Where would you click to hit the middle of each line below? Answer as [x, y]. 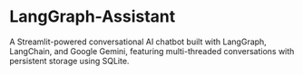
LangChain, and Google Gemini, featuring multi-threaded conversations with [152, 51]
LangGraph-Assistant [93, 17]
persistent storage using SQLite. [69, 61]
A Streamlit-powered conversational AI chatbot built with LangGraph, [138, 42]
